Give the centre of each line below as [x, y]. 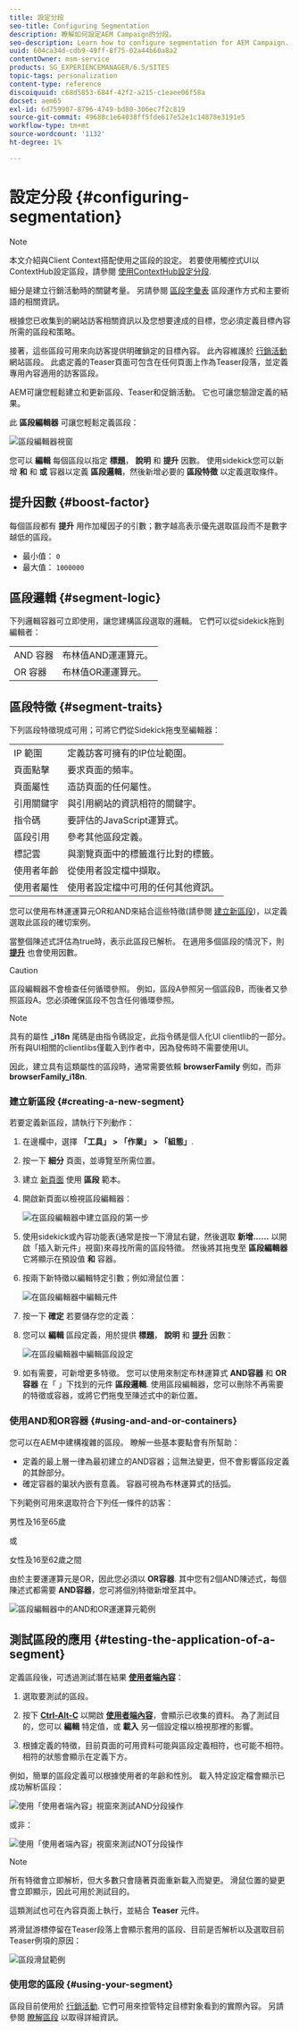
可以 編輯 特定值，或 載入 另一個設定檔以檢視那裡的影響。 [152, 1726]
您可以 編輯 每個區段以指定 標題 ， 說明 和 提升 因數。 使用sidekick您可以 [143, 460]
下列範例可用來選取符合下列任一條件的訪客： [91, 1502]
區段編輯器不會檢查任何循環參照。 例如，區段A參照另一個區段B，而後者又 [145, 989]
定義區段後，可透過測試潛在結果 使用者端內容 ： [96, 1677]
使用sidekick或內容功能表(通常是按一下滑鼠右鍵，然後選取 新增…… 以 [150, 1236]
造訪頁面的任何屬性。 [112, 786]
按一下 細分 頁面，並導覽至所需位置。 [91, 1160]
